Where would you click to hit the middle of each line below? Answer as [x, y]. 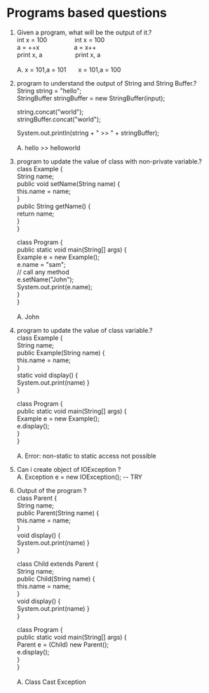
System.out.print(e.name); [54, 286]
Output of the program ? [52, 490]
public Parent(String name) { [58, 513]
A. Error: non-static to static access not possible [86, 456]
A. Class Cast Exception [51, 682]
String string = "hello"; [49, 91]
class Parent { [37, 498]
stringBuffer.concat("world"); [59, 119]
